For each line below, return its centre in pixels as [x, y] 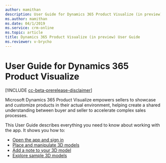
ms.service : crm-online [30, 28]
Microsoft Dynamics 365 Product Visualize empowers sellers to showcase [81, 99]
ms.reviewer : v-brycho [28, 42]
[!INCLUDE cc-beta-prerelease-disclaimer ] [49, 90]
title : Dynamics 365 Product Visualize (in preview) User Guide [73, 37]
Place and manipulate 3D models [46, 145]
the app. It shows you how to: [35, 130]
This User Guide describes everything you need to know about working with [83, 125]
